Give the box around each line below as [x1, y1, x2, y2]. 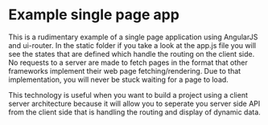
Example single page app [8, 6, 179, 24]
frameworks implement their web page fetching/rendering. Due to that [8, 66, 241, 75]
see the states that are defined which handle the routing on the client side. [8, 49, 255, 58]
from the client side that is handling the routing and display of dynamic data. [8, 107, 262, 117]
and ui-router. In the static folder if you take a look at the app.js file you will [8, 40, 256, 50]
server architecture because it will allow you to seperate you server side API [8, 99, 261, 108]
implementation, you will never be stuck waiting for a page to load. [8, 75, 229, 84]
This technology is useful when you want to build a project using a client [8, 90, 248, 99]
